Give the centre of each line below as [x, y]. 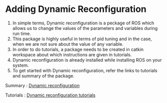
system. [20, 65]
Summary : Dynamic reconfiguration [42, 85]
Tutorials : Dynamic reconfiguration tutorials [50, 95]
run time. [21, 33]
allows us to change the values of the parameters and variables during [85, 28]
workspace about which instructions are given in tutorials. [72, 54]
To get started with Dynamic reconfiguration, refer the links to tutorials [85, 70]
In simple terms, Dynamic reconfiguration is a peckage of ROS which [83, 23]
